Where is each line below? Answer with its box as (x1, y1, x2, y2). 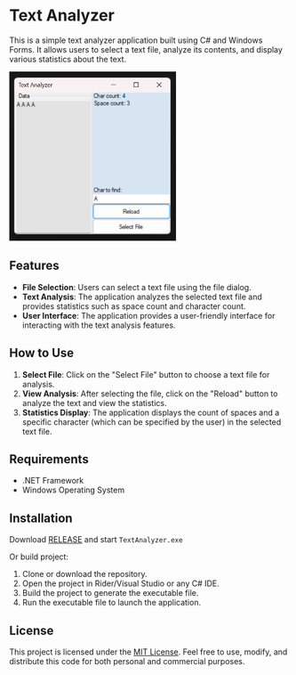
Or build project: (9, 551, 69, 562)
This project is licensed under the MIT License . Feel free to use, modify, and (9, 647, 288, 657)
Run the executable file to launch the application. (21, 598, 202, 608)
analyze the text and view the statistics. (21, 397, 167, 408)
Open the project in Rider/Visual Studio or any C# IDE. (21, 578, 220, 589)
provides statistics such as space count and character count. (21, 300, 246, 312)
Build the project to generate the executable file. (21, 588, 199, 598)
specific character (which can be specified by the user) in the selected (21, 416, 282, 427)
